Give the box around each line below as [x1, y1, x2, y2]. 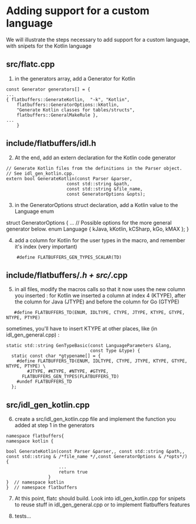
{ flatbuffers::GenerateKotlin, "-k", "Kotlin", [6, 96, 130, 102]
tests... [14, 513, 31, 520]
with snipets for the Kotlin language [6, 42, 92, 49]
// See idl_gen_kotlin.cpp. [6, 171, 75, 176]
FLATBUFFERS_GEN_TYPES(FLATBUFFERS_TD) [21, 373, 119, 380]
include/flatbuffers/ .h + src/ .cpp [6, 270, 128, 280]
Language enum [14, 208, 55, 215]
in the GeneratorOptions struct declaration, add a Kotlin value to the [14, 201, 178, 208]
